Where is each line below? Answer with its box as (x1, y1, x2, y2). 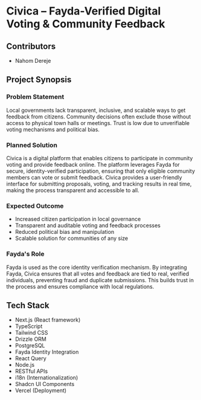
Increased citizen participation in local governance (14, 216, 141, 223)
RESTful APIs (14, 367, 48, 375)
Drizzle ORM (14, 335, 47, 343)
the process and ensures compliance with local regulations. (6, 283, 155, 290)
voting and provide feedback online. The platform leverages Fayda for (6, 161, 180, 168)
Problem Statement (6, 92, 65, 101)
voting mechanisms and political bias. (6, 126, 100, 133)
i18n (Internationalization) (14, 374, 78, 381)
